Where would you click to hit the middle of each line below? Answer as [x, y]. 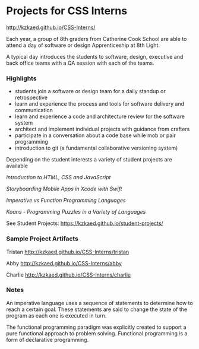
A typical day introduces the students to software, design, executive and [95, 56]
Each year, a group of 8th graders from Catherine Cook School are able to [97, 39]
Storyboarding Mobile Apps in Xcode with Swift [64, 189]
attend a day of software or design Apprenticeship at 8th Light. [83, 45]
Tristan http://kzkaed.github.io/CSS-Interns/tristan [68, 252]
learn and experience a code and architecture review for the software [100, 116]
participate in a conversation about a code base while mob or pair [95, 135]
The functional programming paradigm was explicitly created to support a [96, 327]
